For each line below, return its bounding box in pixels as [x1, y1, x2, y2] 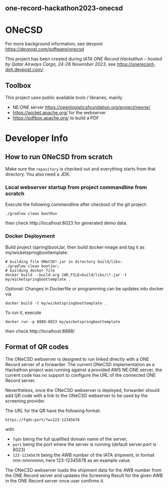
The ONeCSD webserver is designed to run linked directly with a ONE [5, 356, 149, 362]
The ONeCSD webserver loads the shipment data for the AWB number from [5, 467, 162, 473]
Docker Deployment [5, 232, 55, 239]
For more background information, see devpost [5, 41, 103, 47]
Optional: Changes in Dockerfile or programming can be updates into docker [5, 285, 164, 291]
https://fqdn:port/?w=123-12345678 [5, 417, 80, 422]
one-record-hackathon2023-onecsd [5, 4, 123, 13]
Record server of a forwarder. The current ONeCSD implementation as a [5, 361, 155, 367]
